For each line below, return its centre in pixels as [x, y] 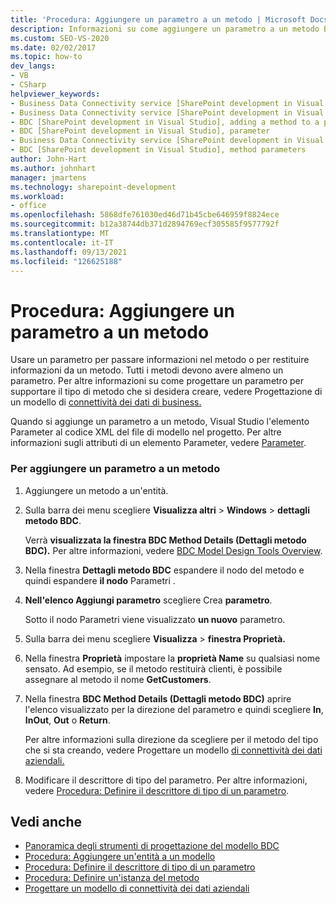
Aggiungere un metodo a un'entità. [96, 490]
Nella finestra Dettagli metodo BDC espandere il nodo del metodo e [164, 570]
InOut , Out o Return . [67, 720]
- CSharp [28, 85]
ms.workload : [37, 196]
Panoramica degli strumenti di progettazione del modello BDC [152, 846]
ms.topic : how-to [46, 57]
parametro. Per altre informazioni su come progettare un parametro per [157, 381]
